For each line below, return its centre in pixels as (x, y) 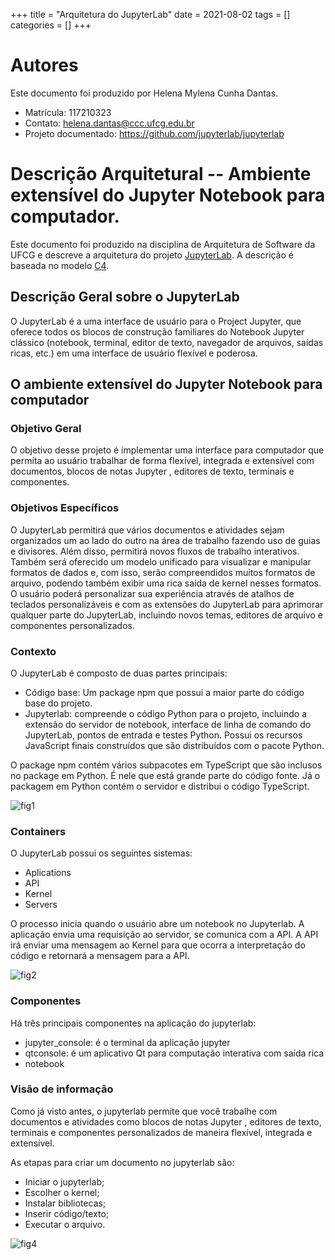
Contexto (33, 651)
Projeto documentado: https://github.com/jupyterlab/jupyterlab (154, 133)
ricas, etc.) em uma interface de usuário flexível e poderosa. (134, 353)
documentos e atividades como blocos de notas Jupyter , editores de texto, (166, 1121)
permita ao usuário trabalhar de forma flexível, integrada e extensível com (162, 461)
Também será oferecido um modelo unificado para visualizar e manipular (161, 561)
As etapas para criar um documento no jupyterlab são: (122, 1162)
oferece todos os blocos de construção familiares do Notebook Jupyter (157, 331)
